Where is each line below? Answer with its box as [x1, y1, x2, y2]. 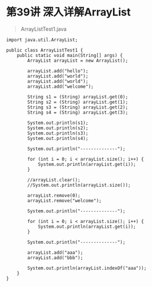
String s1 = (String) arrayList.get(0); [27, 94, 128, 100]
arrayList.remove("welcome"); [27, 197, 102, 203]
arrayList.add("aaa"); [27, 250, 83, 256]
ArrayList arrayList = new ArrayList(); [27, 58, 128, 63]
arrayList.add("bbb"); [27, 254, 83, 261]
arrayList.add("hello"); [27, 68, 89, 74]
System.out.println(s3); [27, 130, 89, 136]
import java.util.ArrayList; [6, 37, 78, 43]
